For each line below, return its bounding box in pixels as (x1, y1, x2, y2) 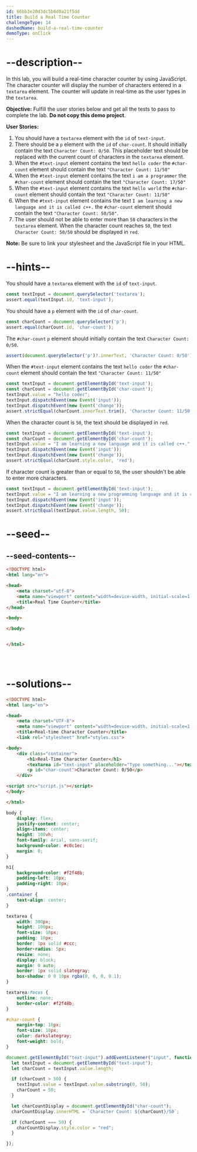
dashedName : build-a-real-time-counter (6, 25, 104, 31)
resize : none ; (16, 951, 51, 957)
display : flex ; (16, 815, 54, 821)
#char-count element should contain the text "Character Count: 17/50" (14, 178, 186, 185)
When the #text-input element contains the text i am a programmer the (14, 172, 186, 180)
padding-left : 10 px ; (16, 875, 67, 881)
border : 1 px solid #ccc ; (16, 941, 77, 947)
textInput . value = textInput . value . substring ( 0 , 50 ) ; (16, 1081, 151, 1088)
